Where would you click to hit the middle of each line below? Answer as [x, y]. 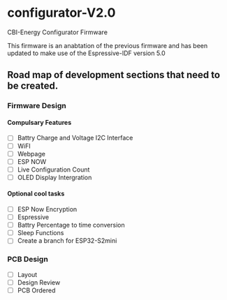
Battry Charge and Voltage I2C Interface [75, 138]
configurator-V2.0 [61, 13]
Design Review [39, 282]
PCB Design [28, 260]
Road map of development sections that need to [114, 75]
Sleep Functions [41, 233]
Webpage [31, 153]
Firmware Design [37, 106]
